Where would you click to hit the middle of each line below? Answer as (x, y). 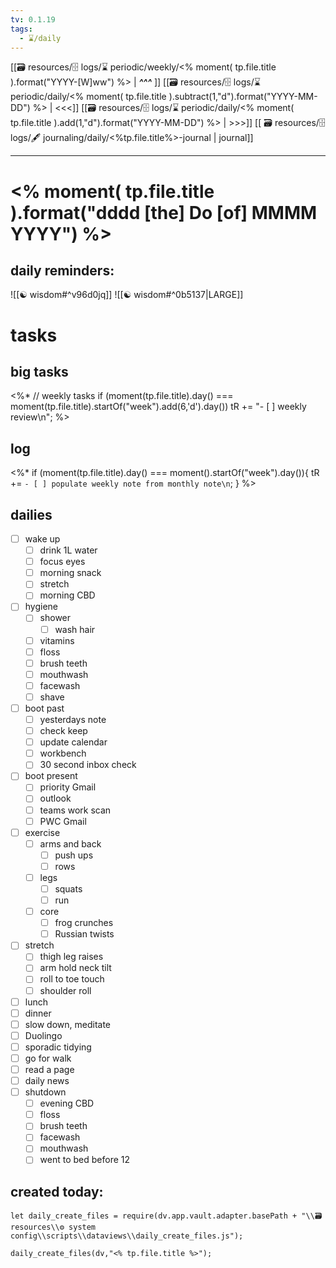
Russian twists (84, 934)
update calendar (73, 742)
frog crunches (84, 923)
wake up (42, 539)
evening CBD (67, 1103)
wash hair (75, 629)
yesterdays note (73, 719)
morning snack (70, 573)
